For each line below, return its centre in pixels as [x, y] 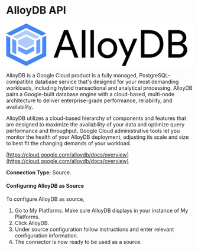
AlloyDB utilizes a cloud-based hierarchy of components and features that [96, 118]
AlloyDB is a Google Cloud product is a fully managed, [72, 75]
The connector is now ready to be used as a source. [78, 242]
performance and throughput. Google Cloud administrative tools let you [93, 131]
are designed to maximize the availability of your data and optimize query [95, 124]
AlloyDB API [36, 10]
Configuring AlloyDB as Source [45, 186]
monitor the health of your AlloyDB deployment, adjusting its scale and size [98, 137]
